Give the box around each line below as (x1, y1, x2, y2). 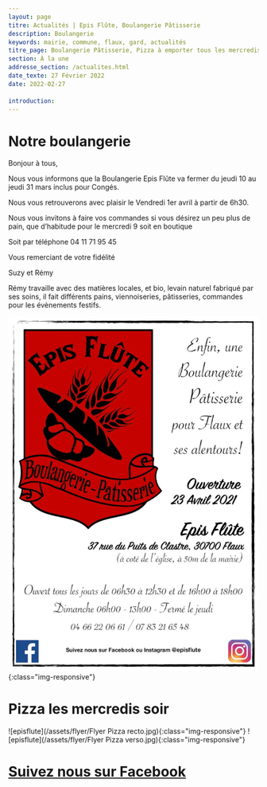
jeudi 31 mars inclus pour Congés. (8, 182, 119, 192)
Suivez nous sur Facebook (8, 763, 187, 781)
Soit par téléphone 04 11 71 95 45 (8, 237, 117, 247)
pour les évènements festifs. (8, 300, 102, 310)
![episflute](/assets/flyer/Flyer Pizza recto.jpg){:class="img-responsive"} (8, 726, 246, 736)
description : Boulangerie (8, 29, 94, 37)
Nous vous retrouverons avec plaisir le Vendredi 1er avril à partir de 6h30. (8, 198, 250, 207)
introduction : (8, 96, 56, 105)
